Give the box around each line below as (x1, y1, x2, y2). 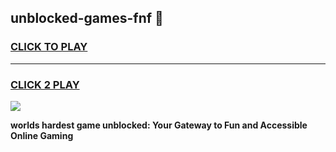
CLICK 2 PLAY (10, 77, 80, 91)
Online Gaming (10, 129, 74, 141)
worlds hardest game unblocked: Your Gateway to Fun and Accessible (10, 119, 308, 131)
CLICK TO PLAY (10, 40, 88, 54)
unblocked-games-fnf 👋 (10, 10, 164, 27)
